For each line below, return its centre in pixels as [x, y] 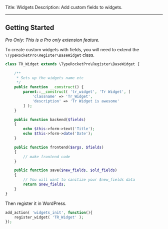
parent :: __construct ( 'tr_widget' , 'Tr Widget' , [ [77, 92]
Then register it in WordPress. [36, 203]
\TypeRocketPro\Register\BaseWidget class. [50, 55]
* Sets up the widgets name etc [50, 78]
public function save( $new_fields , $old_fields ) [66, 170]
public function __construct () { [49, 87]
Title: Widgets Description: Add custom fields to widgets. [64, 7]
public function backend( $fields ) [50, 120]
